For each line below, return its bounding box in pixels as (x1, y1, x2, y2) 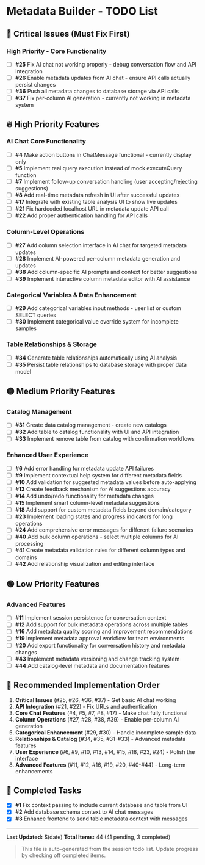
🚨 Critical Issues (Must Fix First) (6, 29, 130, 39)
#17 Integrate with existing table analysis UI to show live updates (15, 198, 178, 206)
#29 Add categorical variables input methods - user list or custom (15, 305, 182, 312)
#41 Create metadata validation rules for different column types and (15, 546, 186, 554)
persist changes (15, 81, 56, 88)
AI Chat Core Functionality (6, 137, 87, 146)
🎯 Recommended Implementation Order (6, 680, 160, 690)
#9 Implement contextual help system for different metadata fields (15, 471, 182, 479)
